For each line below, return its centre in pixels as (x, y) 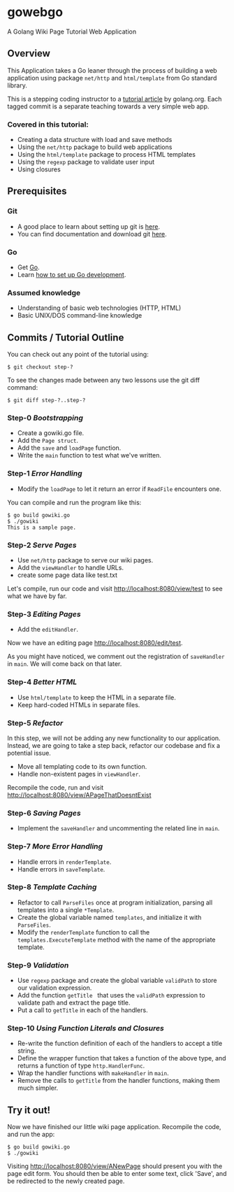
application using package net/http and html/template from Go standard (112, 78)
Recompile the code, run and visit (56, 787)
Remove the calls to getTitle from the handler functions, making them (118, 1081)
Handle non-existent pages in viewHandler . (79, 774)
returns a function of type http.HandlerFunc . (81, 1066)
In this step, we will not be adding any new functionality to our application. (114, 738)
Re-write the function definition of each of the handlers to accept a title (120, 1044)
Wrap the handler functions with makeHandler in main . (93, 1073)
